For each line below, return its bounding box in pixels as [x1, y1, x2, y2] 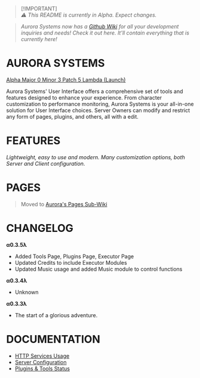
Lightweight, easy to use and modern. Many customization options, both [6, 153, 185, 160]
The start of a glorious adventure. [14, 311, 98, 318]
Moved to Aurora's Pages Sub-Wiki [20, 200, 107, 207]
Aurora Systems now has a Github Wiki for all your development [20, 23, 179, 30]
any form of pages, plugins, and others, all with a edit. [6, 113, 139, 120]
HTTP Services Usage [14, 352, 70, 360]
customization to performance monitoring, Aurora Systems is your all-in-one [6, 100, 194, 107]
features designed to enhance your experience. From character [6, 94, 162, 101]
